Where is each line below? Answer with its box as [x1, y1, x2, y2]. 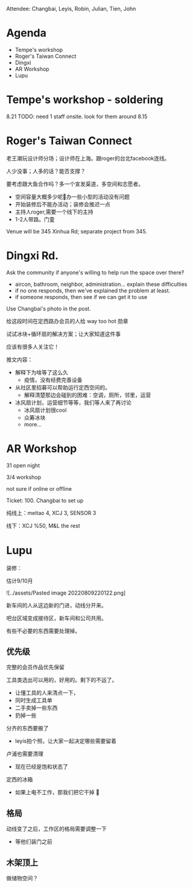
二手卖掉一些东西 [14, 704, 58, 712]
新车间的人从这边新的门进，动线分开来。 [6, 601, 107, 608]
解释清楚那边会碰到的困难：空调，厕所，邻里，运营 [24, 391, 151, 399]
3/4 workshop [6, 473, 42, 481]
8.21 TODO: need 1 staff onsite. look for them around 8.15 [6, 113, 148, 120]
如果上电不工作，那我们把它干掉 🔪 [14, 789, 100, 796]
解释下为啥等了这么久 [14, 368, 68, 376]
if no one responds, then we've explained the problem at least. [14, 286, 171, 294]
